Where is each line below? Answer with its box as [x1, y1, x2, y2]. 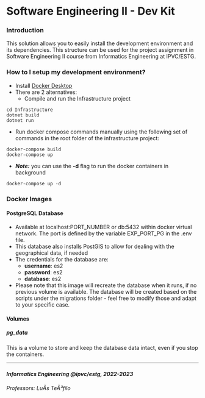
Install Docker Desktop [15, 82, 73, 89]
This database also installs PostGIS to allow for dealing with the [15, 243, 175, 250]
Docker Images [6, 194, 52, 203]
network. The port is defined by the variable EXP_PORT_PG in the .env [15, 230, 192, 237]
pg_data [6, 329, 28, 336]
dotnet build [6, 112, 40, 118]
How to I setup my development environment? [6, 68, 146, 77]
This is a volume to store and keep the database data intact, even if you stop [6, 344, 198, 352]
